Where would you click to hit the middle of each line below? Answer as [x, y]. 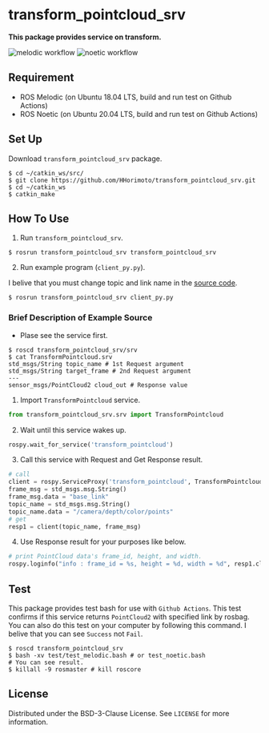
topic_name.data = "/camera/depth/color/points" [91, 511]
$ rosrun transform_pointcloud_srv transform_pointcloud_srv [112, 253]
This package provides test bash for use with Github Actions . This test [125, 608]
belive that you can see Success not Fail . [76, 634]
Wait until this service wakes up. [73, 429]
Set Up [25, 139]
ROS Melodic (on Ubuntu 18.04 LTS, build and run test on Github [126, 97]
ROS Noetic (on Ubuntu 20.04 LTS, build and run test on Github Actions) [139, 114]
